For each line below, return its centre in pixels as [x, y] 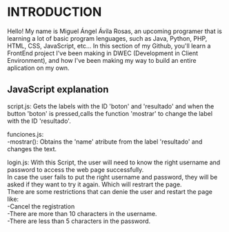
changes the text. [32, 148]
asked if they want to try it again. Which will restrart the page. [94, 184]
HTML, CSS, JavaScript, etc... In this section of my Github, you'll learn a [109, 46]
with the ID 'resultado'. [39, 121]
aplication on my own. [39, 68]
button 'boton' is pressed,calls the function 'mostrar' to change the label [110, 113]
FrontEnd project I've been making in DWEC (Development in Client [103, 53]
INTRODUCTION [54, 12]
